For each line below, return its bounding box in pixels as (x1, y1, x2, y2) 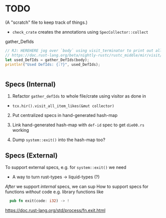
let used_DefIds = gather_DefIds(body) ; (5, 57, 90, 62)
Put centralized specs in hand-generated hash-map (12, 112, 118, 118)
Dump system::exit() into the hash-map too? (12, 137, 105, 143)
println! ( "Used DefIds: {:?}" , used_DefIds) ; (5, 62, 100, 67)
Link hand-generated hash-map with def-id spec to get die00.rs (12, 122, 145, 128)
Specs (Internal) (5, 80, 56, 88)
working (12, 127, 29, 133)
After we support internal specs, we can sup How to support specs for (5, 184, 149, 190)
